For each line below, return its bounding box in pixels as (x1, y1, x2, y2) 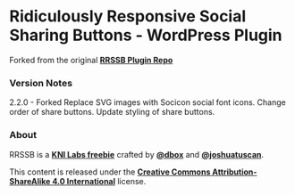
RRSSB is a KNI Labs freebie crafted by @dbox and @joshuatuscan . (9, 149, 265, 159)
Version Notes (9, 77, 73, 89)
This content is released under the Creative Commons (9, 167, 211, 177)
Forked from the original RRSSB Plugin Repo (9, 54, 173, 65)
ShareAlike (9, 175, 51, 186)
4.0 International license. (52, 175, 147, 186)
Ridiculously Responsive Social (9, 6, 247, 27)
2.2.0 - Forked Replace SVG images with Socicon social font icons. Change (9, 97, 286, 108)
